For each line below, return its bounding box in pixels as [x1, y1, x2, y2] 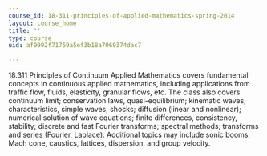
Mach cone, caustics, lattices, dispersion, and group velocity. [8, 138, 211, 148]
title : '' [8, 26, 42, 34]
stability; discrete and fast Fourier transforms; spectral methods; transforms [8, 122, 259, 131]
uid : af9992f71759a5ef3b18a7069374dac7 [8, 42, 142, 50]
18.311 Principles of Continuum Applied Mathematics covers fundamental [8, 70, 249, 80]
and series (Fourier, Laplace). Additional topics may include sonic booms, [8, 130, 251, 140]
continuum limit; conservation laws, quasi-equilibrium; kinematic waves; [8, 96, 247, 106]
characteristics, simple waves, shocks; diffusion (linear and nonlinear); [8, 105, 242, 114]
